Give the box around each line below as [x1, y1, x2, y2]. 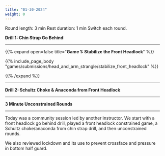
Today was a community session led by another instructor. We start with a [5, 115, 155, 121]
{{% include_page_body [5, 58, 54, 64]
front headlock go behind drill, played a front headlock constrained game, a [5, 120, 158, 126]
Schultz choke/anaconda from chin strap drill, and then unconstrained [5, 125, 147, 131]
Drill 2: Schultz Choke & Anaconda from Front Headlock [5, 87, 120, 93]
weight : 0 [5, 12, 26, 17]
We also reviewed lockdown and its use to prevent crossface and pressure [5, 140, 156, 146]
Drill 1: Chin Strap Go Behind [5, 35, 64, 41]
